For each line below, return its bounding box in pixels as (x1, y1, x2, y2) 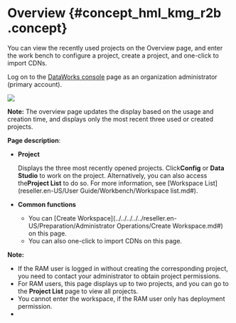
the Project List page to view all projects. (17, 287, 139, 295)
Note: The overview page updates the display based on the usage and (7, 107, 214, 115)
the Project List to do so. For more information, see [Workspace (17, 179, 204, 187)
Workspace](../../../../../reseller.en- (77, 213, 178, 222)
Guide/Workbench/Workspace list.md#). (80, 186, 198, 195)
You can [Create (28, 213, 76, 222)
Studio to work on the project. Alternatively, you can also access (17, 171, 208, 179)
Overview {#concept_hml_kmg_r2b (7, 5, 222, 21)
